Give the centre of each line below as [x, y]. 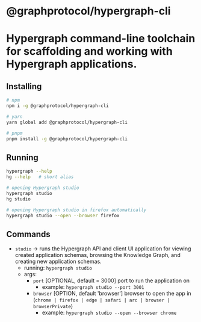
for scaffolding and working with [89, 51]
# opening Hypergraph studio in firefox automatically [76, 210]
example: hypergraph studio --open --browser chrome [109, 313]
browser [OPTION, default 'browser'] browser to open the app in [112, 294]
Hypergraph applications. [72, 64]
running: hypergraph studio [58, 268]
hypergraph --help [29, 172]
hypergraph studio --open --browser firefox [63, 215]
